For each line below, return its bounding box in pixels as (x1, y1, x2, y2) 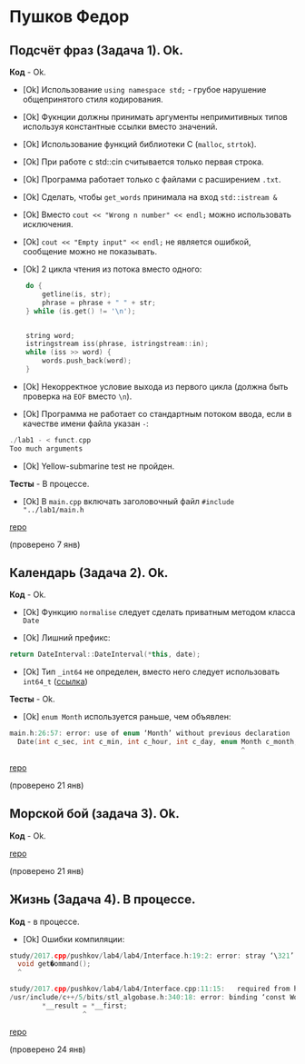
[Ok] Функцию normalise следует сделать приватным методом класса (22, 607, 296, 618)
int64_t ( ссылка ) (22, 676, 88, 687)
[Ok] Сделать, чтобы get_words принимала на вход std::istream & (22, 192, 278, 202)
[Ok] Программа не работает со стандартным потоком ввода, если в (22, 408, 292, 419)
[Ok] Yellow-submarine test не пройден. (22, 461, 175, 472)
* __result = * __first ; (42, 1001, 128, 1010)
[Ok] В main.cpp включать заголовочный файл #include (22, 495, 234, 506)
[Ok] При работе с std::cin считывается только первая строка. (22, 156, 265, 167)
